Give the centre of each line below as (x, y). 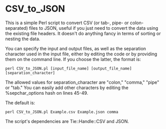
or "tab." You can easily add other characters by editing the (67, 87)
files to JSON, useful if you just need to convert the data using (94, 28)
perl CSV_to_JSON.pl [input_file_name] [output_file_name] (69, 69)
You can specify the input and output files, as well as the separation (76, 48)
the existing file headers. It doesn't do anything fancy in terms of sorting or (83, 33)
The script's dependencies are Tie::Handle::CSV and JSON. (67, 121)
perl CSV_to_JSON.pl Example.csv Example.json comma (62, 112)
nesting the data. (23, 39)
